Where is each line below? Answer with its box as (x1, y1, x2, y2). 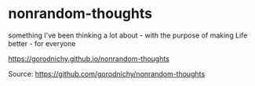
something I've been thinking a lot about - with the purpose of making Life (8, 30, 248, 40)
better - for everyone (8, 38, 76, 48)
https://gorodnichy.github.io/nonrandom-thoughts (8, 54, 170, 63)
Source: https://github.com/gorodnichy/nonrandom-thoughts (8, 69, 206, 78)
